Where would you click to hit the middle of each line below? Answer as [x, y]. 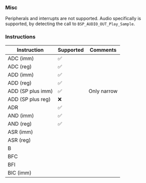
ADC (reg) [20, 66]
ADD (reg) [20, 83]
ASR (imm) [21, 132]
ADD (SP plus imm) [30, 91]
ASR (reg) [19, 140]
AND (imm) [21, 116]
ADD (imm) [21, 74]
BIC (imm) [20, 172]
